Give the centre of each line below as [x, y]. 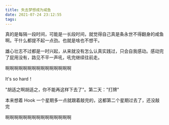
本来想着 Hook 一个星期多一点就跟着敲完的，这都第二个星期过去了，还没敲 [82, 100]
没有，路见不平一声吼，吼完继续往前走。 [60, 57]
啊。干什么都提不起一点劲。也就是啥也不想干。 [54, 40]
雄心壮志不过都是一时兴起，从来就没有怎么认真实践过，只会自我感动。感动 [82, 51]
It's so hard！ [19, 79]
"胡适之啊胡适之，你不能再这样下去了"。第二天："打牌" [62, 90]
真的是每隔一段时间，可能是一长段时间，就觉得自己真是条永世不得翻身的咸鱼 [84, 34]
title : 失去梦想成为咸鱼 [28, 10]
